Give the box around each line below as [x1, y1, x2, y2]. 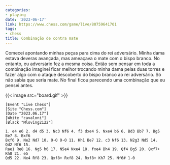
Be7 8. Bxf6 [5, 133, 30, 138]
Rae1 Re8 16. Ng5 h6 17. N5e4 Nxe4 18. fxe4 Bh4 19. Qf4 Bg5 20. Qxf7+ [5, 146, 160, 152]
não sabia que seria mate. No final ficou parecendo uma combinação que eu [5, 77, 165, 83]
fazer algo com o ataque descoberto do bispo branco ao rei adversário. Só [5, 71, 161, 77]
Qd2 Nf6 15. [5, 142, 30, 147]
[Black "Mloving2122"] [5, 120, 53, 125]
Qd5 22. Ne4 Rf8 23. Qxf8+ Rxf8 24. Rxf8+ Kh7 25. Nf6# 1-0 [5, 155, 135, 160]
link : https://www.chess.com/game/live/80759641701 [5, 21, 117, 27]
